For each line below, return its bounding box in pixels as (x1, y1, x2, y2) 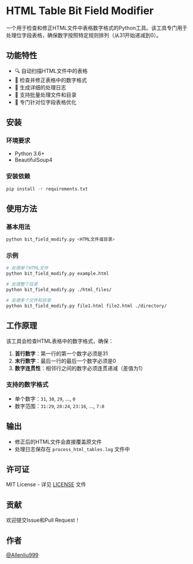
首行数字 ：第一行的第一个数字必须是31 (14, 350, 108, 357)
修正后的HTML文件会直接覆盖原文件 (14, 438, 102, 445)
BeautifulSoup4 (14, 156, 53, 163)
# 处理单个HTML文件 (6, 265, 49, 271)
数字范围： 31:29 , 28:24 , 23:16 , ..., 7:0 (14, 402, 105, 409)
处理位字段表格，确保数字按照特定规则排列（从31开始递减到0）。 (6, 31, 162, 39)
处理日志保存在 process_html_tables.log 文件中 (14, 445, 131, 452)
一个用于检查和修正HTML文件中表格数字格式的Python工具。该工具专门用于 (6, 24, 188, 31)
